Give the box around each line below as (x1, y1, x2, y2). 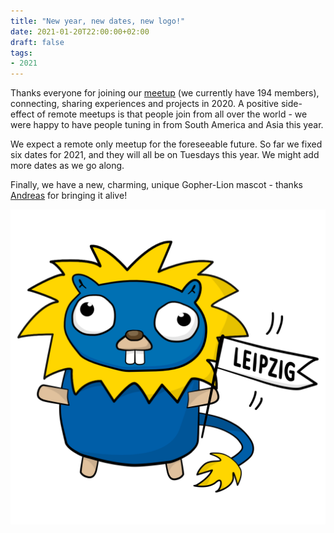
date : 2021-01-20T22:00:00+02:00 (10, 26, 150, 37)
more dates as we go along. (10, 160, 125, 172)
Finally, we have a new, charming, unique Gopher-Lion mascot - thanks (10, 179, 303, 191)
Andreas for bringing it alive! (10, 190, 128, 202)
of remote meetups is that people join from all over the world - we (36, 108, 308, 120)
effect (10, 108, 35, 120)
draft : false (10, 37, 65, 47)
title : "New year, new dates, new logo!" (10, 16, 186, 26)
